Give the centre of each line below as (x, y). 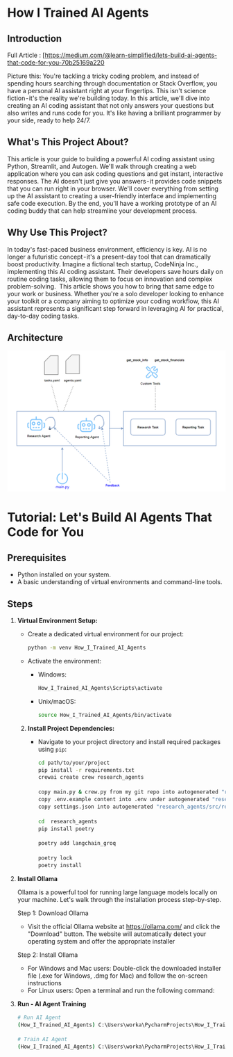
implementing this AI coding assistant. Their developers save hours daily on (115, 271)
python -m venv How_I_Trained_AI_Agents (87, 648)
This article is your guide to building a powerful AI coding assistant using (111, 159)
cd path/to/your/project (74, 763)
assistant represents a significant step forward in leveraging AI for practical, (115, 308)
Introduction (35, 39)
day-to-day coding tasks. (43, 316)
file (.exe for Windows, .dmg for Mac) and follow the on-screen (118, 976)
